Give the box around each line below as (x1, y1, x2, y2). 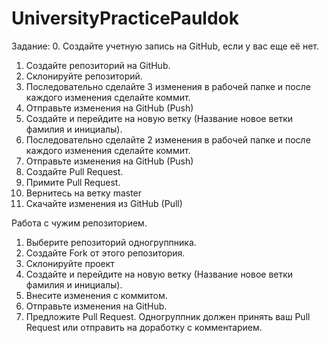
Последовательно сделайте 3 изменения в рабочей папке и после (25, 80, 311, 92)
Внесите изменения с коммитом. (25, 289, 168, 301)
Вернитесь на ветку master (25, 187, 143, 199)
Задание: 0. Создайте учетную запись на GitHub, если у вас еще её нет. (11, 40, 319, 52)
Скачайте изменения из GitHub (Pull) (25, 197, 183, 209)
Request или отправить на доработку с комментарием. (25, 321, 263, 333)
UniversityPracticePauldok (11, 7, 239, 30)
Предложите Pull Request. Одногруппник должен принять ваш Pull (25, 310, 311, 322)
